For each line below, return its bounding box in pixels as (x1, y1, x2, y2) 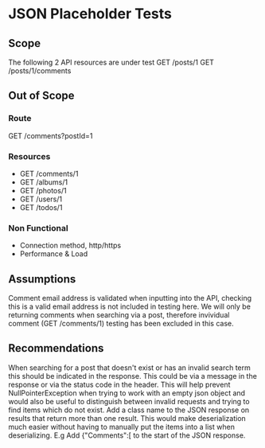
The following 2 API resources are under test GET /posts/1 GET (8, 57, 215, 67)
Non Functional (8, 222, 69, 233)
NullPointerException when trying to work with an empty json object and (8, 388, 245, 398)
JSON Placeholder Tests (8, 5, 173, 23)
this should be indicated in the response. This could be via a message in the (8, 371, 257, 380)
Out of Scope (8, 89, 75, 103)
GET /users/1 (19, 194, 62, 204)
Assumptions (8, 272, 76, 286)
